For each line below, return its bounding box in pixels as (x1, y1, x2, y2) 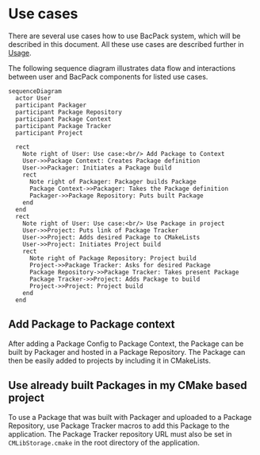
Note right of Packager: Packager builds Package (29, 177, 197, 185)
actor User (15, 94, 52, 102)
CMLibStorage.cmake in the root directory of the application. (8, 437, 200, 447)
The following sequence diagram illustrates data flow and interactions (8, 63, 236, 72)
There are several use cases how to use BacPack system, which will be (8, 31, 241, 41)
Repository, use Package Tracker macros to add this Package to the (8, 421, 230, 430)
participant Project (15, 129, 83, 137)
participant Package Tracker (15, 122, 112, 130)
